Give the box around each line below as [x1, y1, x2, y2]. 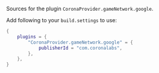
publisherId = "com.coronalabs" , [38, 45, 122, 51]
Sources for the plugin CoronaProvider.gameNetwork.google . [6, 5, 154, 12]
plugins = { [17, 34, 47, 39]
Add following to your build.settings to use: [6, 17, 117, 23]
